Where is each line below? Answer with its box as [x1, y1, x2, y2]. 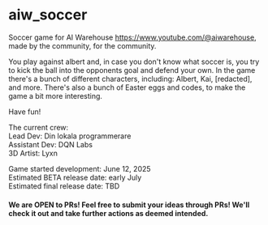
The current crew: [8, 122, 69, 132]
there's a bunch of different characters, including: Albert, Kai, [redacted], [8, 74, 253, 83]
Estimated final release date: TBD [8, 180, 120, 191]
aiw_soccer [8, 6, 88, 24]
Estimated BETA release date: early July [8, 172, 142, 182]
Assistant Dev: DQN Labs [8, 139, 93, 149]
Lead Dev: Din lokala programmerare [8, 131, 132, 141]
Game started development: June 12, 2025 [8, 163, 152, 173]
